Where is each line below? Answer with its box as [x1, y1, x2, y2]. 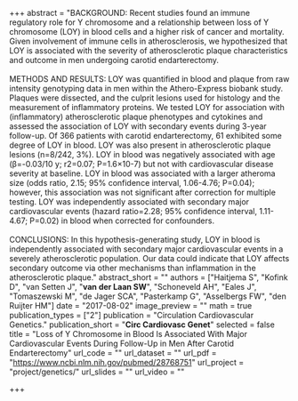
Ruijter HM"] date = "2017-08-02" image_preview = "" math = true [9, 301, 253, 310]
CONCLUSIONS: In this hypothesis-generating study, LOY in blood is [9, 235, 261, 245]
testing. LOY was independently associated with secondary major [9, 196, 250, 207]
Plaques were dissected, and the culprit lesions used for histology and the [9, 92, 281, 103]
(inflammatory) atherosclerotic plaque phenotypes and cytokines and [9, 111, 263, 122]
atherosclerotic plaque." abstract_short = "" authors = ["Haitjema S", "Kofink [9, 272, 288, 283]
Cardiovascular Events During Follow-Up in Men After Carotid [9, 338, 234, 349]
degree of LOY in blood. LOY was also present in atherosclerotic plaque [9, 140, 271, 150]
